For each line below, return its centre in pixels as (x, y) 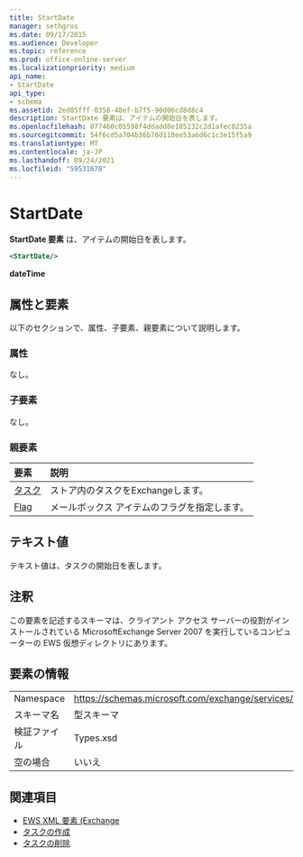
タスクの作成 (46, 832)
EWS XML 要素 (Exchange (71, 821)
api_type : (28, 93)
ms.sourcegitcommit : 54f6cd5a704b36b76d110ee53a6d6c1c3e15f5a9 (131, 135)
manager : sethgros (44, 26)
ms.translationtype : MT (54, 143)
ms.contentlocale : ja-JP (56, 152)
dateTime (28, 274)
